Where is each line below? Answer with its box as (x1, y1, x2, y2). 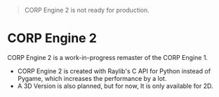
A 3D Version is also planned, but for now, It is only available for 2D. (17, 82, 213, 90)
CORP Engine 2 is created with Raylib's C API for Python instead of (17, 66, 211, 75)
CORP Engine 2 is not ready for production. (24, 6, 150, 14)
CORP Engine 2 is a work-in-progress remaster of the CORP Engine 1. (7, 53, 208, 61)
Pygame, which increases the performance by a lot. (17, 74, 167, 82)
